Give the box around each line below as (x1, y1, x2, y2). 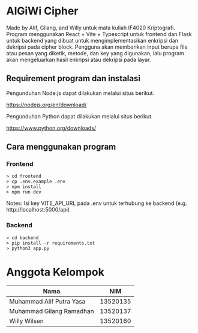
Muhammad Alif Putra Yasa (9, 297, 86, 305)
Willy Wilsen (9, 317, 44, 325)
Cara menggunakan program (6, 142, 116, 152)
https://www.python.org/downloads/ (6, 124, 97, 132)
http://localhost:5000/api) (6, 206, 70, 213)
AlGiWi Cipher (6, 4, 79, 18)
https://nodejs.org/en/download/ (6, 101, 87, 108)
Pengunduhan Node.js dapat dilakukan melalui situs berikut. (6, 89, 155, 97)
